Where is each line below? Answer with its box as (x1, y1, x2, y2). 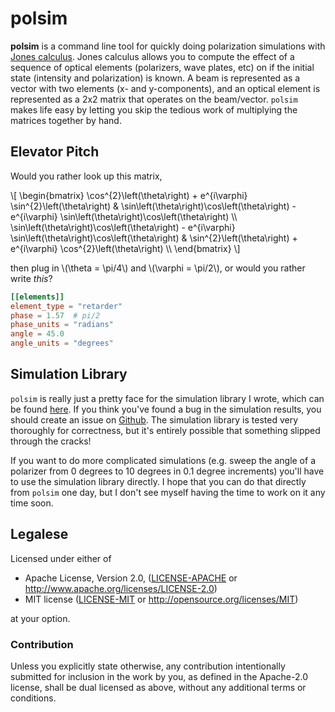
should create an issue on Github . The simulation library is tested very (10, 413, 299, 426)
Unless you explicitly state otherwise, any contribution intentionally (10, 660, 286, 672)
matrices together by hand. (10, 114, 122, 126)
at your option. (10, 612, 71, 624)
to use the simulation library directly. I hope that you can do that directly (10, 475, 307, 487)
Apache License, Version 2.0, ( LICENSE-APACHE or (24, 572, 238, 584)
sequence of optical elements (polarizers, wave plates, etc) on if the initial (10, 61, 315, 73)
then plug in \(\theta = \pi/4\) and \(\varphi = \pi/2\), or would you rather (10, 262, 306, 274)
